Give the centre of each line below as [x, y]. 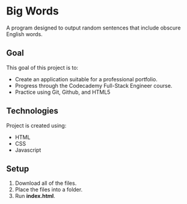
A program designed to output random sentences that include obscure [93, 28]
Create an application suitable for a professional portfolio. [86, 79]
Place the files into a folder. [49, 190]
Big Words [32, 11]
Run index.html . [35, 196]
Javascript [28, 150]
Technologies [32, 111]
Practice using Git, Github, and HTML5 [63, 92]
